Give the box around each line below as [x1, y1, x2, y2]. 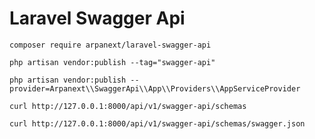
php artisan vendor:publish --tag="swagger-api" [9, 57, 216, 67]
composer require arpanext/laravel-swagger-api [9, 40, 212, 50]
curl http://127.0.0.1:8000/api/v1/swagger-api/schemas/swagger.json [9, 118, 306, 129]
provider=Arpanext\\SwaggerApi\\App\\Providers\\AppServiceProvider [9, 83, 301, 94]
